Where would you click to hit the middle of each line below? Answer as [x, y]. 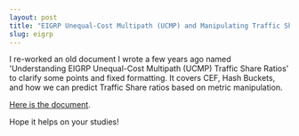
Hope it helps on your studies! [64, 122]
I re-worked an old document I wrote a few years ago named [120, 60]
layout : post [33, 17]
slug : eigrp [31, 34]
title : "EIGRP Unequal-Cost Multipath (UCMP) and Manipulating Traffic [145, 26]
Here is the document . [50, 105]
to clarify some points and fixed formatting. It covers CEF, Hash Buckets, [142, 78]
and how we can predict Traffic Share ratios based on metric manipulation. [146, 88]
